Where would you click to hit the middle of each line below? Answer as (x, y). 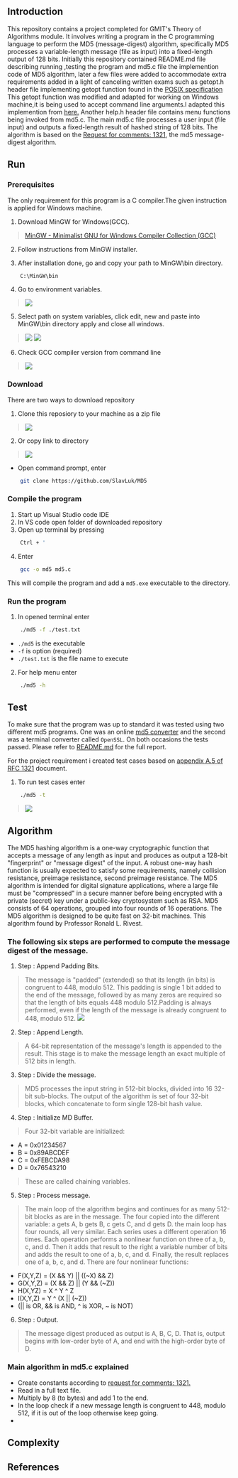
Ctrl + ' (33, 542)
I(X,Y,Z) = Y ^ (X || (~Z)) (52, 1298)
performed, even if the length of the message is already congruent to (125, 1010)
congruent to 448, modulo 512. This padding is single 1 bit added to (123, 987)
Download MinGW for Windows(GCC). (73, 221)
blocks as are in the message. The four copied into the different (127, 1217)
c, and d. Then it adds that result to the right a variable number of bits (126, 1247)
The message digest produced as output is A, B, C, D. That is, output (125, 1334)
